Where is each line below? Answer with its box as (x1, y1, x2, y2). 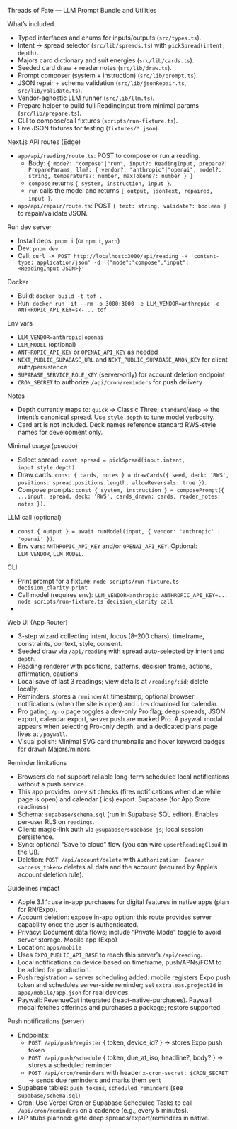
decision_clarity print (17, 584, 88, 591)
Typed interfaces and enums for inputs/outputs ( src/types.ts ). (17, 33, 202, 42)
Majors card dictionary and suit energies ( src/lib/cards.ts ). (17, 56, 195, 65)
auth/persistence (17, 363, 68, 371)
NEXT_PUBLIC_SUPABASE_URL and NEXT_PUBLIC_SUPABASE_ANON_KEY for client (17, 355, 228, 364)
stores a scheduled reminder (28, 1061, 112, 1069)
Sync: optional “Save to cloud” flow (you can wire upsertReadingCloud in (17, 840, 228, 848)
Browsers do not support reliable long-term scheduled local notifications (17, 772, 230, 781)
